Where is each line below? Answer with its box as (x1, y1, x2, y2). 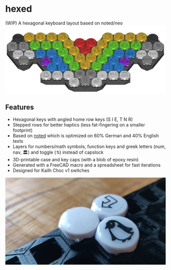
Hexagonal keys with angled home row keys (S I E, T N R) (12, 116, 133, 122)
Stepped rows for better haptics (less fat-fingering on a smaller (12, 122, 145, 128)
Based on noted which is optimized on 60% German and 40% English (12, 133, 159, 139)
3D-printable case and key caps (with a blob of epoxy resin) (12, 157, 139, 163)
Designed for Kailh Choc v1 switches (12, 167, 90, 174)
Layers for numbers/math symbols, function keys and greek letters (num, (12, 143, 166, 150)
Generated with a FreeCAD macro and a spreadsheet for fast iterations (12, 162, 161, 168)
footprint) (12, 127, 33, 133)
